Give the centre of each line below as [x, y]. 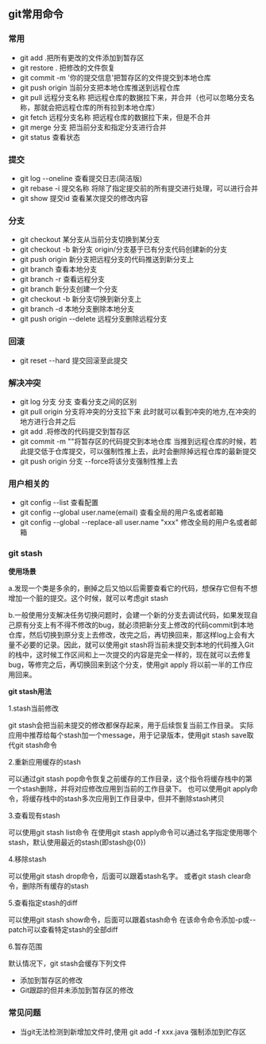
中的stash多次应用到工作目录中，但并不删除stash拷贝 [137, 799]
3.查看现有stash [34, 815]
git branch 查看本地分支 [58, 269]
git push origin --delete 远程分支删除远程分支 [93, 319]
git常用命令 [36, 14]
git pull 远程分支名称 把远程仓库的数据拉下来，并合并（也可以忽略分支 [133, 97]
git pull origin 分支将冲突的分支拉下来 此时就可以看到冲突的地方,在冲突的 [138, 411]
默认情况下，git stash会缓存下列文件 [67, 964]
